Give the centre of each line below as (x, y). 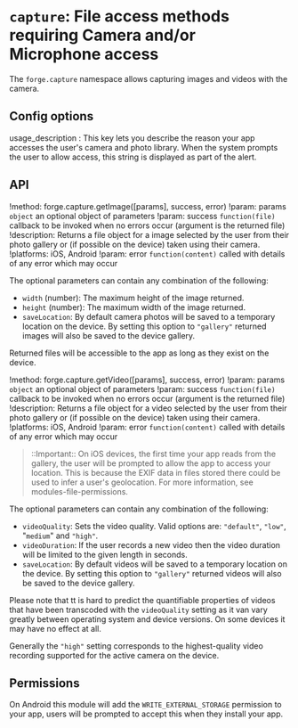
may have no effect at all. (56, 628)
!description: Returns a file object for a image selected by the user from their (149, 234)
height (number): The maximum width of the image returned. (134, 307)
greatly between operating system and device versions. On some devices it (147, 619)
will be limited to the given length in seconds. (105, 554)
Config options (52, 116)
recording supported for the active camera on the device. (114, 655)
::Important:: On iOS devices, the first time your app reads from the (153, 454)
